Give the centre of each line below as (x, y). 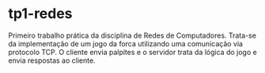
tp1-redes (40, 14)
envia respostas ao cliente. (52, 60)
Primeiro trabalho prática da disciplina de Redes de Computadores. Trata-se (132, 35)
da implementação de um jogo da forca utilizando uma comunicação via (126, 43)
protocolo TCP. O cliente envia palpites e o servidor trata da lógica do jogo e (132, 52)
